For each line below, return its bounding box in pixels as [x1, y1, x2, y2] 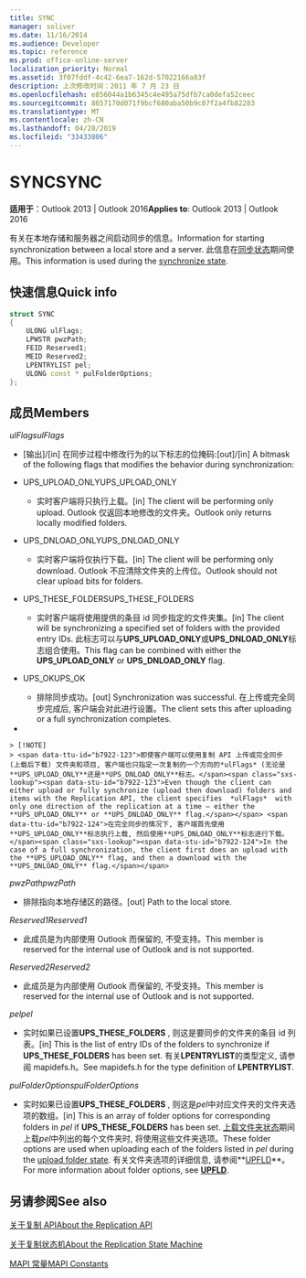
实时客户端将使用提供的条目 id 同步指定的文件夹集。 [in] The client [36, 612, 285, 623]
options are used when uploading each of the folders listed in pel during [22, 1144, 294, 1154]
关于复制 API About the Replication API [9, 1219, 153, 1230]
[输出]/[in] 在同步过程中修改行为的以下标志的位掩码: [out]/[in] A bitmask [22, 449, 290, 460]
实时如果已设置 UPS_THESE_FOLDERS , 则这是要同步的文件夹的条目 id [22, 1027, 286, 1038]
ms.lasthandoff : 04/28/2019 [9, 124, 117, 134]
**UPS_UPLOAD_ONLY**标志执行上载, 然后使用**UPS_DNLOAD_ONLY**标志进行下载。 [9, 830, 290, 839]
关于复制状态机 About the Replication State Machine [9, 1239, 203, 1250]
